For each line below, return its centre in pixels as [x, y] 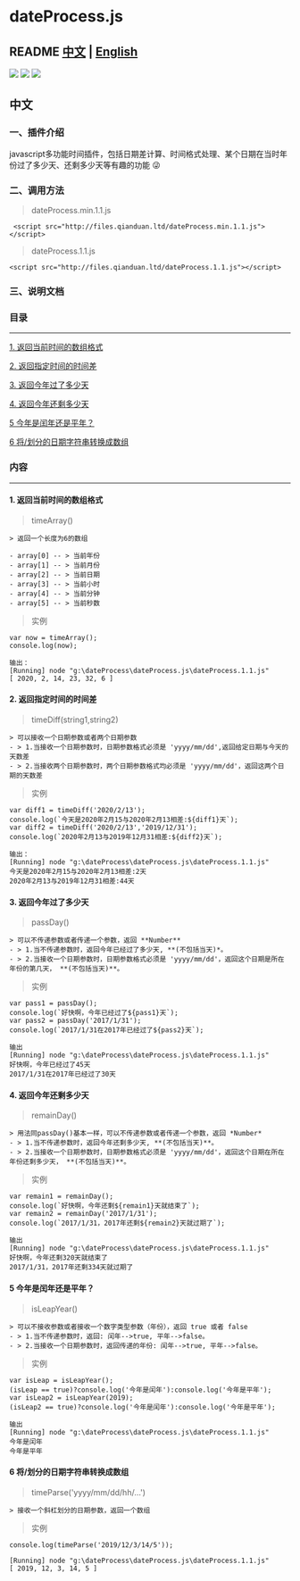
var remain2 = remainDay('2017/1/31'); [83, 1214]
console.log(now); [43, 645]
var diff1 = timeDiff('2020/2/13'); [77, 810]
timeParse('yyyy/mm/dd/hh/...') [88, 1492]
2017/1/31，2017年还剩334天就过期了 [71, 1268]
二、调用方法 [37, 190]
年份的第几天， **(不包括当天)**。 [67, 969]
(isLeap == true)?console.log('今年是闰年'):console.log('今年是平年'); [141, 1390]
